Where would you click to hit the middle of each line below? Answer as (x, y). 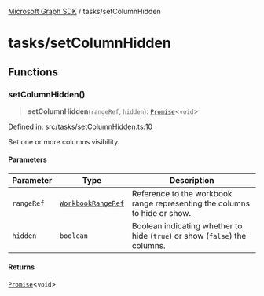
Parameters (27, 159)
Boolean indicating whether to (187, 226)
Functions (33, 72)
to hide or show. (161, 214)
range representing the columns (191, 203)
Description (192, 181)
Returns (22, 267)
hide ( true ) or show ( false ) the (189, 236)
